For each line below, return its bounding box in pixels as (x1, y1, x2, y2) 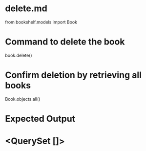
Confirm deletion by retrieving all (5, 69, 142, 81)
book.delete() (5, 52, 33, 58)
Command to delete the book (5, 36, 125, 47)
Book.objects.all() (5, 96, 41, 102)
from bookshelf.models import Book (5, 19, 77, 25)
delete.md (5, 3, 47, 14)
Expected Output (5, 113, 76, 124)
